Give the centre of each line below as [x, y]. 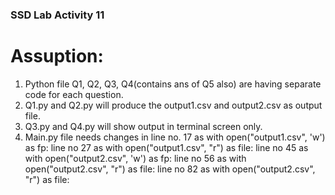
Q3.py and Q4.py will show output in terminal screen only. [143, 126]
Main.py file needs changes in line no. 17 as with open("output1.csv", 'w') [175, 137]
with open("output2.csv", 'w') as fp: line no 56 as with [135, 158]
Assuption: [57, 56]
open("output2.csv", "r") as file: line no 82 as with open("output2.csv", [170, 169]
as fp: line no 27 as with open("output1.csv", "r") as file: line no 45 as [166, 147]
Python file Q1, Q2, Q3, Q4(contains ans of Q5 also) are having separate [173, 84]
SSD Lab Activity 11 [57, 15]
